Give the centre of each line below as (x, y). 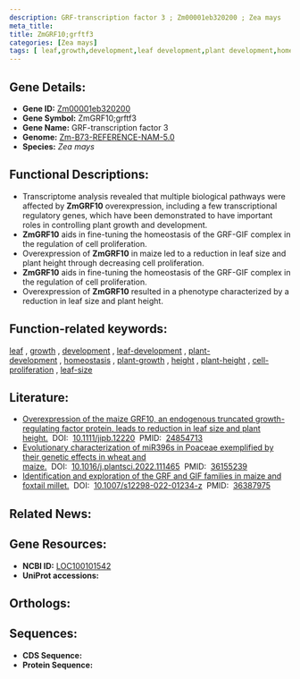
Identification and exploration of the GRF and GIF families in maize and (152, 476)
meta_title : (31, 26)
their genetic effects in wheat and (84, 457)
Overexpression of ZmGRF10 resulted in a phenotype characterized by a (156, 291)
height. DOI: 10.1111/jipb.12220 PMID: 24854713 (112, 438)
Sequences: (43, 634)
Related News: (50, 514)
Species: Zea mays (58, 146)
